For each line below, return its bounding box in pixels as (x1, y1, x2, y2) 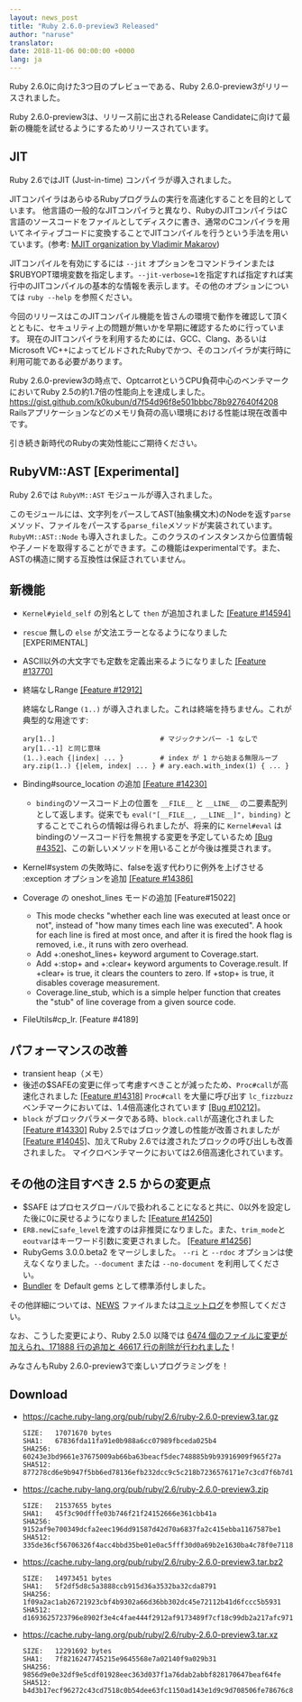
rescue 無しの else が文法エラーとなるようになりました (22, 627, 228, 638)
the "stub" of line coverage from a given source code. (35, 997, 236, 1008)
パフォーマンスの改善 (9, 1042, 128, 1057)
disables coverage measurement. (35, 977, 160, 988)
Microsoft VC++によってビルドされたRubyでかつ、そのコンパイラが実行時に (9, 344, 292, 355)
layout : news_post (9, 13, 78, 23)
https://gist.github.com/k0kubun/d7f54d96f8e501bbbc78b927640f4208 (9, 396, 279, 407)
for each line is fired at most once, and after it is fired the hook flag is (35, 929, 293, 940)
